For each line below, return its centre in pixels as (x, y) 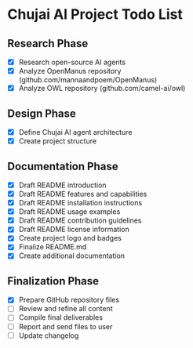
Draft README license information (74, 230)
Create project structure (58, 141)
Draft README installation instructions (80, 203)
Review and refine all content (66, 309)
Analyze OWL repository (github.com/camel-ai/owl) (102, 89)
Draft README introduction (62, 185)
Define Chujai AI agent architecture (75, 132)
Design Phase (42, 113)
